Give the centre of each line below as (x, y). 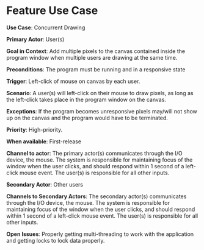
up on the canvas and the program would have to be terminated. (87, 118)
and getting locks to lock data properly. (56, 240)
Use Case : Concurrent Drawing (46, 27)
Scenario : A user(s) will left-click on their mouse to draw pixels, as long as (100, 93)
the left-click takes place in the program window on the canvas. (86, 99)
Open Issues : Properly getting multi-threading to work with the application (100, 234)
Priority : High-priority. (35, 129)
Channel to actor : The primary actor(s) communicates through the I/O (94, 153)
